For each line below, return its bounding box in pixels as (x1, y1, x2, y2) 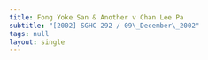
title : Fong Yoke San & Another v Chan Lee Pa (9, 12, 184, 22)
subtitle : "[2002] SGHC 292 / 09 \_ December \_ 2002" (9, 21, 200, 30)
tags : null (9, 29, 50, 38)
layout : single (9, 37, 65, 47)
